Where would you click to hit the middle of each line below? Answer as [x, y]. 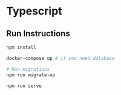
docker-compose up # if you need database [60, 58]
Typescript [34, 11]
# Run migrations [28, 69]
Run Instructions [38, 34]
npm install [21, 47]
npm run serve [24, 86]
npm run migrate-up [31, 75]
